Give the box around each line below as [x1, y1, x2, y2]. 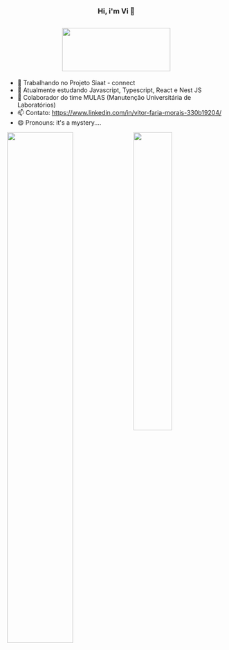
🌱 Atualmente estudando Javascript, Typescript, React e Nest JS [17, 86, 202, 94]
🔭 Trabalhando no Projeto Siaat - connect [17, 78, 136, 87]
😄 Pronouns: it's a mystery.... [17, 118, 102, 127]
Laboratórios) [17, 100, 57, 109]
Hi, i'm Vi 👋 [98, 6, 135, 16]
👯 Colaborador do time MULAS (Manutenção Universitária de [17, 93, 192, 101]
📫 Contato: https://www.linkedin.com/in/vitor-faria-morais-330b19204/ [17, 108, 222, 116]
